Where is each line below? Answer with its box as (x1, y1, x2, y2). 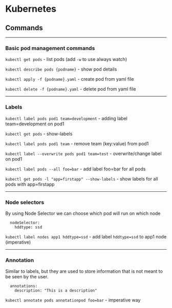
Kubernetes (5, 3, 57, 15)
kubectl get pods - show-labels (5, 130, 73, 137)
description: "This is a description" (14, 288, 97, 293)
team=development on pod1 (5, 121, 64, 127)
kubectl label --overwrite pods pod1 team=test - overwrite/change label (5, 150, 162, 157)
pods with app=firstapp (5, 181, 55, 187)
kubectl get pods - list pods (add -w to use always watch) (5, 56, 127, 62)
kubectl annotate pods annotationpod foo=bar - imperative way (5, 297, 141, 303)
